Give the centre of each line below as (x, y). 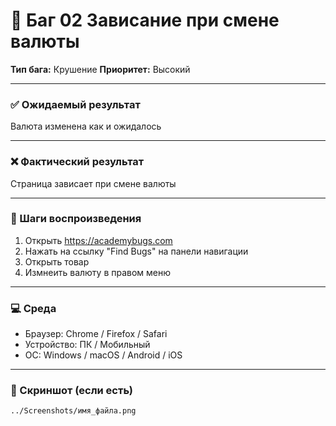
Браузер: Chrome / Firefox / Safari (96, 334)
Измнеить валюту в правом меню (98, 272)
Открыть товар (57, 261)
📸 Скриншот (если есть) (71, 391)
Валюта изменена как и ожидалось (86, 126)
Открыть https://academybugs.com (98, 240)
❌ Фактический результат (77, 162)
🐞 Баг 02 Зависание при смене (145, 20)
